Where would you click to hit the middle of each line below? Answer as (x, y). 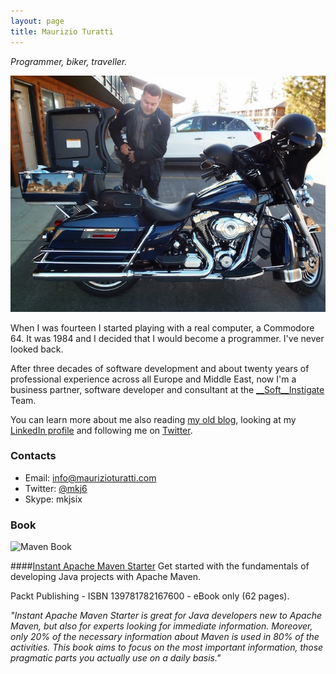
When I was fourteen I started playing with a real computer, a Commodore (162, 327)
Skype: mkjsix (53, 499)
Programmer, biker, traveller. (69, 61)
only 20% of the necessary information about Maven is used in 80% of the (165, 637)
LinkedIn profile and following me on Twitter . (101, 430)
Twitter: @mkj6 (56, 488)
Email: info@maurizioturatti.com (90, 477)
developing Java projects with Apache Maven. (105, 577)
